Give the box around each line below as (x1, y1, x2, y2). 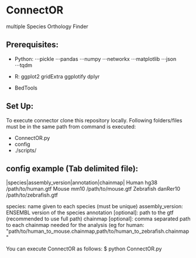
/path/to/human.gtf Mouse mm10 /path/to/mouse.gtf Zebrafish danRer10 (6, 185, 180, 192)
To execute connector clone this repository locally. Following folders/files (6, 116, 183, 123)
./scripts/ (14, 147, 37, 154)
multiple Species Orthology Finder (6, 23, 89, 30)
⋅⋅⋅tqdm (14, 61, 32, 68)
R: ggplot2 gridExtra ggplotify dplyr (14, 73, 100, 80)
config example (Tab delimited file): (6, 163, 139, 173)
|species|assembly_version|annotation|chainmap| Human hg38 (6, 179, 158, 186)
